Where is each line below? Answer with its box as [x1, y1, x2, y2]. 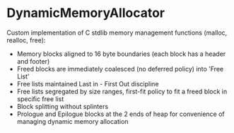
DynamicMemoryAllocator [6, 5, 165, 21]
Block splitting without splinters [16, 102, 109, 110]
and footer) [16, 57, 50, 65]
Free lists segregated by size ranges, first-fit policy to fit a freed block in [16, 87, 228, 96]
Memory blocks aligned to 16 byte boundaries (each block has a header [16, 50, 226, 58]
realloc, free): [6, 35, 46, 44]
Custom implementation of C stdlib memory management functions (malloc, [6, 28, 228, 37]
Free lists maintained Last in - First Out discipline [16, 79, 160, 88]
